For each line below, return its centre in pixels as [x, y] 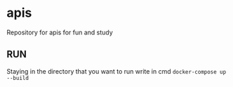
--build [18, 78]
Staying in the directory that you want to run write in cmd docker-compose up [116, 71]
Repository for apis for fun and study [60, 32]
